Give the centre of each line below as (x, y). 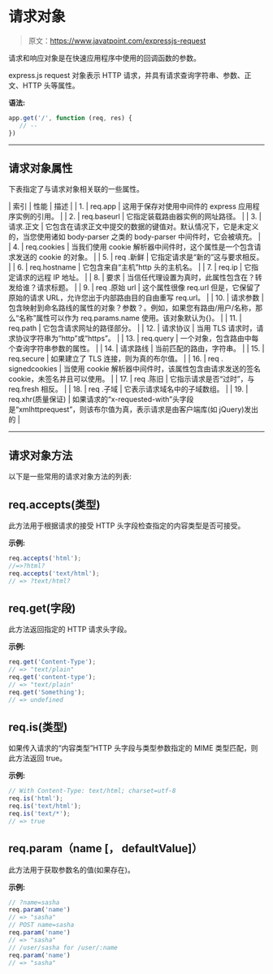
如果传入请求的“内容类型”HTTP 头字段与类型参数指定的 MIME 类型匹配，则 (133, 748)
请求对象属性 (41, 168)
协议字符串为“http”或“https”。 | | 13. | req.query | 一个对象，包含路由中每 (137, 339)
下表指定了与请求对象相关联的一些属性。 (76, 189)
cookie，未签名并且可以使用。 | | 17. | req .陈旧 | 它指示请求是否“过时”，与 (132, 379)
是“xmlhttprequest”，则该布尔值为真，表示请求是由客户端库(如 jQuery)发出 (133, 409)
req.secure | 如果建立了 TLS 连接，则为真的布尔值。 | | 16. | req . (116, 359)
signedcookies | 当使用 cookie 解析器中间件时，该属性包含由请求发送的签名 (135, 369)
